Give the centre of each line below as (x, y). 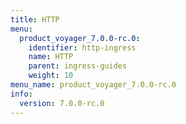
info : (21, 94)
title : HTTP (35, 19)
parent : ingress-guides (78, 66)
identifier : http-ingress (82, 47)
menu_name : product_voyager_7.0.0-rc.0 (93, 85)
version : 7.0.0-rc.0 (62, 103)
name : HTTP (51, 57)
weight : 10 (51, 76)
